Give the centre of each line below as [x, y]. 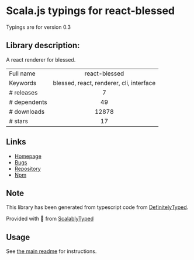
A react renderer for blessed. [41, 59]
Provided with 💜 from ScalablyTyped [50, 219]
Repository [27, 168]
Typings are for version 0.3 [39, 27]
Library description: [43, 45]
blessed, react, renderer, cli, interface [104, 83]
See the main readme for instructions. [51, 251]
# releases [23, 92]
